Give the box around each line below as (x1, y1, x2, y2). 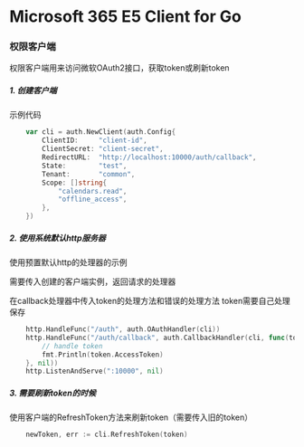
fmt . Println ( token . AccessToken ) (42, 350, 165, 359)
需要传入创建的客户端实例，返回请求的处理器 (9, 276, 176, 287)
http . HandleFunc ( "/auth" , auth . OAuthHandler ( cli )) (25, 325, 221, 334)
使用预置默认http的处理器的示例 (9, 257, 128, 268)
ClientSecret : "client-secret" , (42, 145, 165, 154)
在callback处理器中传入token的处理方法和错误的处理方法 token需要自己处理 (9, 296, 291, 307)
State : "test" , (42, 161, 128, 170)
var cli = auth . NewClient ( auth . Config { (25, 128, 176, 137)
